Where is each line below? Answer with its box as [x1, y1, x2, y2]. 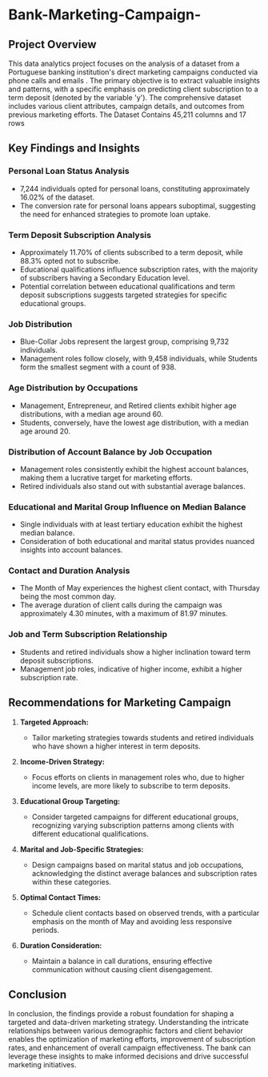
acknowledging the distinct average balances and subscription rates [31, 868, 258, 878]
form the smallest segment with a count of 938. [19, 362, 177, 372]
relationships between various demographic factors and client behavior [8, 1026, 244, 1035]
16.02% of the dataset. [19, 192, 95, 202]
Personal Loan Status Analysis [8, 166, 130, 177]
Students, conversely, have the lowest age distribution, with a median [19, 417, 250, 427]
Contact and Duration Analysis [8, 565, 130, 576]
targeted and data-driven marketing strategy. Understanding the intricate [8, 1018, 250, 1027]
